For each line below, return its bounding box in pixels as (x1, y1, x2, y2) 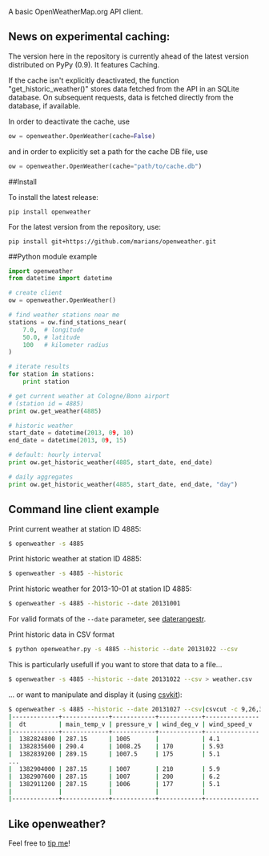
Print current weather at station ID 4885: (8, 524, 142, 533)
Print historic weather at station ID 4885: (8, 554, 143, 564)
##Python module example (8, 251, 98, 261)
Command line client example (8, 503, 160, 516)
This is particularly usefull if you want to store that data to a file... (8, 660, 223, 669)
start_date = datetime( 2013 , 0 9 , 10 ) (8, 429, 134, 437)
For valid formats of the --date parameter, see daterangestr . (8, 614, 207, 624)
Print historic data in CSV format (8, 630, 114, 639)
